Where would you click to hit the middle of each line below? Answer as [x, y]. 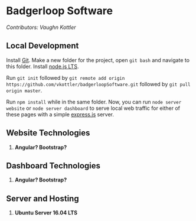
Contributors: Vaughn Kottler [41, 27]
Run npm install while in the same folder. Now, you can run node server [94, 102]
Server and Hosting [43, 198]
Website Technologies [48, 133]
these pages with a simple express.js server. [60, 114]
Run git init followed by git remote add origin [66, 77]
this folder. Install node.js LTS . [43, 66]
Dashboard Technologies [53, 166]
